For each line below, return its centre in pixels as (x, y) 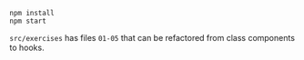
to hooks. (27, 47)
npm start (28, 21)
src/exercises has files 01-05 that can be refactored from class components (152, 38)
